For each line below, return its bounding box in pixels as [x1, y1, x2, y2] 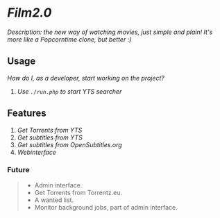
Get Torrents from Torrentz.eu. [34, 188, 123, 196]
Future [7, 165, 30, 175]
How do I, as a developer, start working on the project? [7, 74, 165, 82]
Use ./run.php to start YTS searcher [17, 87, 122, 95]
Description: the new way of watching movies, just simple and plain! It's [7, 28, 213, 36]
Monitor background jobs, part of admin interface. [34, 203, 178, 211]
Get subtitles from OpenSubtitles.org [17, 140, 123, 149]
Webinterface [17, 148, 57, 156]
